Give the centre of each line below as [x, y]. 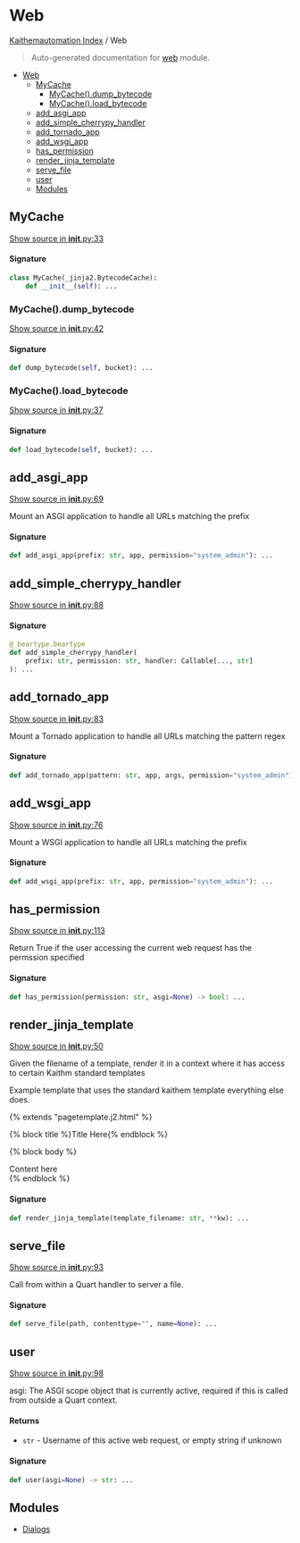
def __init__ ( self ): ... [71, 286]
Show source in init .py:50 [57, 1046]
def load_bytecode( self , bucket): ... [81, 449]
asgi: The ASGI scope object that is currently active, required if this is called [149, 1391]
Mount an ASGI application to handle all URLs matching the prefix [129, 516]
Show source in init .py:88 [57, 605]
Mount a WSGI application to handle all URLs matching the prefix [128, 842]
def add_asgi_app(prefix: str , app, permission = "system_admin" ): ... [142, 556]
